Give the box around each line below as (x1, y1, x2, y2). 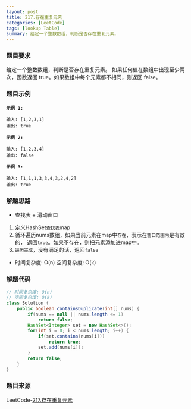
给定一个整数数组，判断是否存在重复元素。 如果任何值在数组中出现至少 (6, 66, 180, 73)
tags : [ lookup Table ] (6, 25, 60, 32)
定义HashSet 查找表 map (14, 224, 70, 231)
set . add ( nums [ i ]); (37, 345, 84, 351)
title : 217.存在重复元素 (6, 14, 62, 20)
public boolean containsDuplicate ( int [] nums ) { (17, 305, 140, 311)
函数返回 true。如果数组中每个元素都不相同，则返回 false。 (16, 74, 161, 81)
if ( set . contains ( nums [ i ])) (37, 333, 105, 339)
